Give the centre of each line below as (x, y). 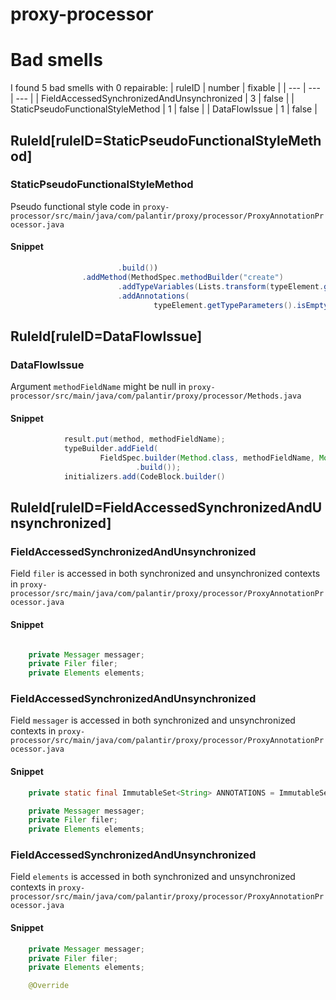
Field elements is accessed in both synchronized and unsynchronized (153, 877)
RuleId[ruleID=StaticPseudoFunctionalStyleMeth (166, 140)
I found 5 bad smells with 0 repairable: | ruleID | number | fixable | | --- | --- (165, 88)
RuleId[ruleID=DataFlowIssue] (106, 336)
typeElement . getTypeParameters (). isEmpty (241, 305)
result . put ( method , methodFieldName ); (144, 439)
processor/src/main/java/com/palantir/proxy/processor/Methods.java (156, 396)
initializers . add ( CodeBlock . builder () (144, 476)
